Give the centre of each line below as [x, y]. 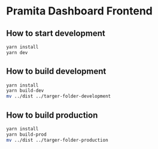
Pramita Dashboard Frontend [79, 11]
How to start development [56, 33]
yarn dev [17, 52]
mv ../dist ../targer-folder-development [59, 96]
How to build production [52, 115]
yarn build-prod [26, 134]
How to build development [56, 71]
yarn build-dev [25, 91]
